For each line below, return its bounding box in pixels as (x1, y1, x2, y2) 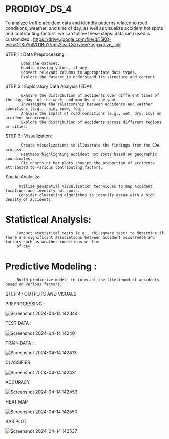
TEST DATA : (5, 320, 32, 326)
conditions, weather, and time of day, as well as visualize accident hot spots (5, 25, 163, 31)
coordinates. (5, 156, 33, 161)
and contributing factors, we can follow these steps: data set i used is (5, 30, 150, 36)
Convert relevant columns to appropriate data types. (21, 69, 137, 75)
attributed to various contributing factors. (5, 165, 103, 170)
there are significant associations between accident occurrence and (5, 235, 155, 240)
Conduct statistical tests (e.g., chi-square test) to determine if (16, 230, 164, 236)
